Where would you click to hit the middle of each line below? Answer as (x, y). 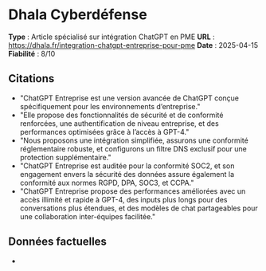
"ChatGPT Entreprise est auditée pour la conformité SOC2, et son (127, 166)
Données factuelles (58, 242)
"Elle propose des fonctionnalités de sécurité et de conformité (121, 115)
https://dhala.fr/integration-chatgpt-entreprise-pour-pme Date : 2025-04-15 (133, 45)
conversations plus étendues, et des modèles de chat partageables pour (139, 208)
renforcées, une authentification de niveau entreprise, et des (119, 123)
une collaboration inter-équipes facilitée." (88, 216)
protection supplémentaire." (65, 157)
